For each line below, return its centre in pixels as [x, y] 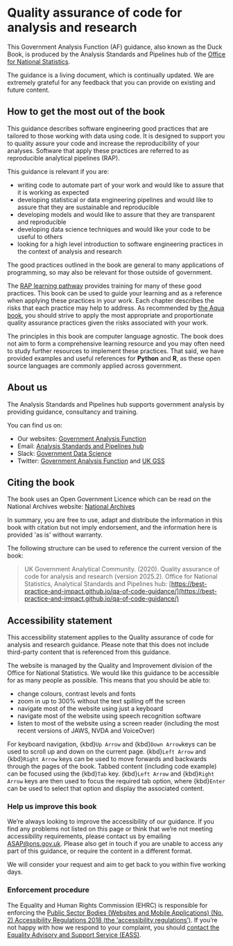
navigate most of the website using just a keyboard [90, 709]
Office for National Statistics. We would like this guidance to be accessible [113, 673]
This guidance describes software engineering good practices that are [108, 128]
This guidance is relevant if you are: [58, 171]
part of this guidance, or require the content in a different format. [100, 851]
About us [27, 388]
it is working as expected [53, 192]
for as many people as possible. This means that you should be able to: [109, 680]
